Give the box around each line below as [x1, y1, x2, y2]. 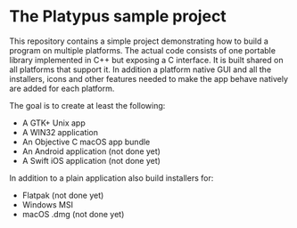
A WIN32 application [21, 126, 99, 137]
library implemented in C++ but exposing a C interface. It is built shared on [9, 54, 284, 65]
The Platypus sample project [9, 6, 227, 27]
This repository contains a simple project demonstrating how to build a [9, 36, 269, 46]
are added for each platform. [9, 83, 115, 94]
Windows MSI [21, 199, 74, 210]
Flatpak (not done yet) [21, 190, 104, 200]
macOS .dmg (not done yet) [21, 208, 125, 219]
